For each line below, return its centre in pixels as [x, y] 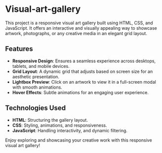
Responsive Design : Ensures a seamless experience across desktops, [84, 61]
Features [19, 49]
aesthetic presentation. [36, 76]
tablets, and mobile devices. [41, 66]
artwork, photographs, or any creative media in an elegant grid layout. [76, 33]
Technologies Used [35, 108]
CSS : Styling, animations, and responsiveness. [60, 125]
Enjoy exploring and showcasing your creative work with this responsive [79, 140]
